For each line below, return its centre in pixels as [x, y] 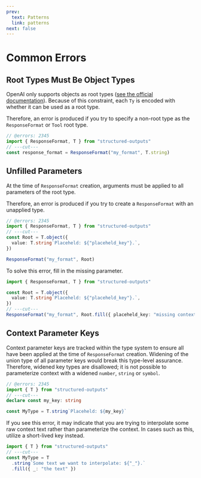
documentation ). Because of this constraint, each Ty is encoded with [91, 101]
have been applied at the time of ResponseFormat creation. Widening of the [98, 354]
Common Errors [46, 58]
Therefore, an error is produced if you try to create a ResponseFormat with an [100, 203]
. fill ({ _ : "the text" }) [44, 469]
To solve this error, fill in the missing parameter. [65, 271]
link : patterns [31, 23]
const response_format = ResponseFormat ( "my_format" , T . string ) [88, 152]
